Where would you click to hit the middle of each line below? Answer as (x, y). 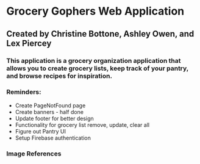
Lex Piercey (29, 43)
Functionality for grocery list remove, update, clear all (82, 125)
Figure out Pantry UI (40, 131)
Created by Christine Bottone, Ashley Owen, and (100, 34)
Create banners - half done (49, 112)
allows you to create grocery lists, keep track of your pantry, (98, 68)
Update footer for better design (55, 118)
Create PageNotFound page (50, 105)
